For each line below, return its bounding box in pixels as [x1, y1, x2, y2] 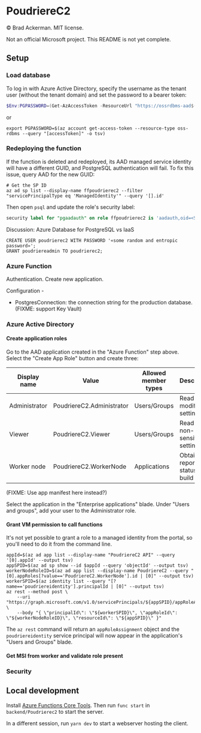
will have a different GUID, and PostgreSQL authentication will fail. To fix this [6, 164, 194, 172]
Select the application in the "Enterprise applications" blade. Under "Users [6, 501, 190, 508]
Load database [6, 71, 51, 79]
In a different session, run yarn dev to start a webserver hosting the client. [6, 719, 188, 727]
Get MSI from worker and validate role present [6, 652, 124, 659]
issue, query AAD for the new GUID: [6, 170, 95, 178]
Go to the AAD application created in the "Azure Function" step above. [6, 348, 179, 355]
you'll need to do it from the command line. [6, 540, 112, 547]
